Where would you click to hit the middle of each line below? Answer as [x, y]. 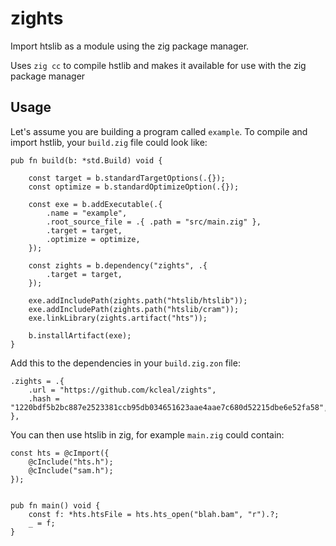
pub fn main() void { [55, 505]
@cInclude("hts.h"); [71, 462]
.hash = [44, 398]
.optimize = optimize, [93, 239]
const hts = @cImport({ [60, 453]
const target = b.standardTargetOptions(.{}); [127, 178]
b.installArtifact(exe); [80, 335]
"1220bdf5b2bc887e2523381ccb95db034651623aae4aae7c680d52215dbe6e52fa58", [169, 407]
